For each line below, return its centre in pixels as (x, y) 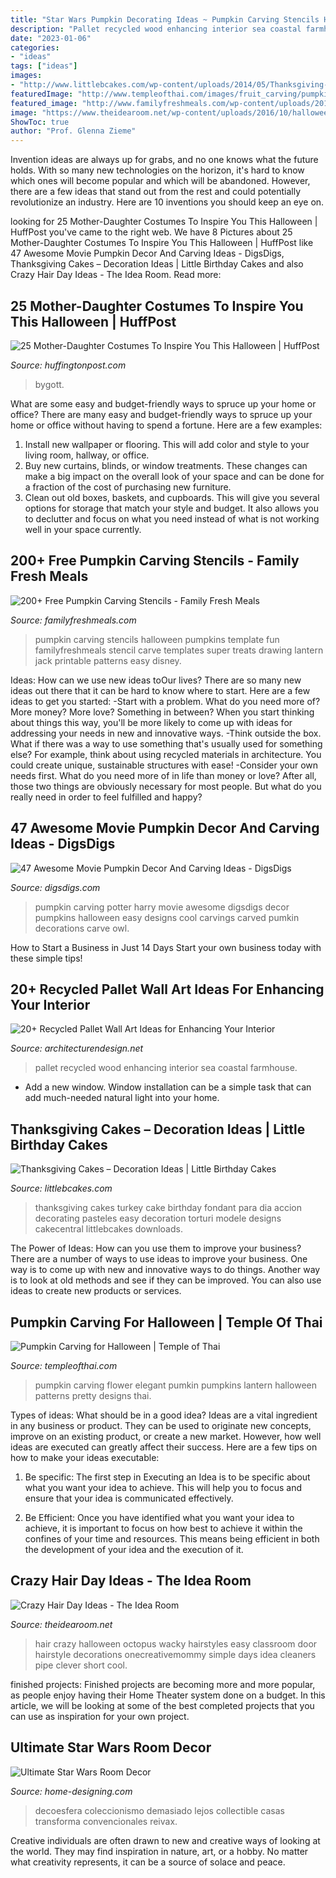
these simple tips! (46, 958)
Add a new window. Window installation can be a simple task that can (168, 1087)
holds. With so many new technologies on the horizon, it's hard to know (157, 170)
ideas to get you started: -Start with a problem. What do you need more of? (165, 701)
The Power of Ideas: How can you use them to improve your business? (156, 1248)
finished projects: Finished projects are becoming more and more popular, (163, 1684)
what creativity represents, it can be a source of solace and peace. (148, 1862)
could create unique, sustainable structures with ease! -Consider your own (164, 765)
